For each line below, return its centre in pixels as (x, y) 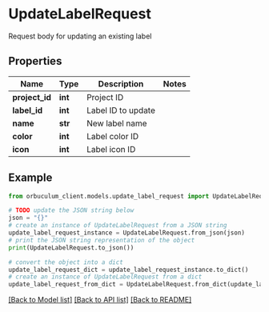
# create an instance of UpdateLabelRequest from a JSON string (118, 226)
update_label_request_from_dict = (66, 285)
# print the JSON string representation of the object (102, 240)
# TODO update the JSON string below (71, 210)
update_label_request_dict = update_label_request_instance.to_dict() (128, 270)
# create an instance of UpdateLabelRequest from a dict (105, 277)
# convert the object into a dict (66, 262)
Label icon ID (111, 149)
